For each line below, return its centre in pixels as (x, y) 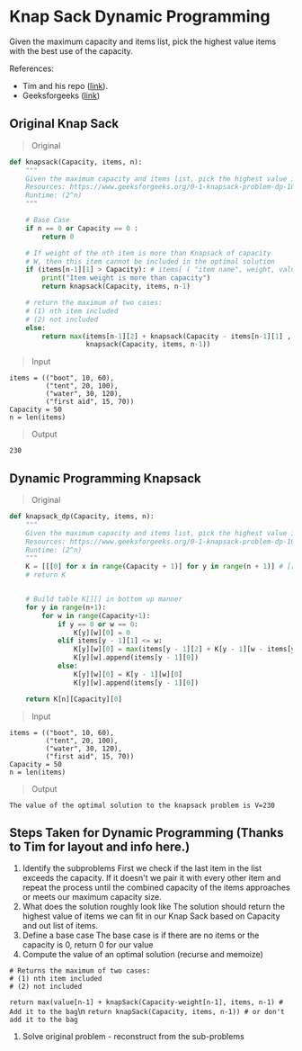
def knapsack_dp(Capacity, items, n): (82, 517)
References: (31, 68)
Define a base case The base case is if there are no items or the (141, 935)
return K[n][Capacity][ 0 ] (74, 699)
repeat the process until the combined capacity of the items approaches (156, 887)
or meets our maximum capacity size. (92, 897)
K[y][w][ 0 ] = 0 (102, 633)
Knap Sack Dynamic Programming (140, 17)
